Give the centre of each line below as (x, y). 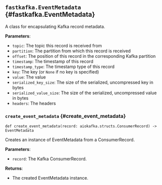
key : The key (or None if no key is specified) (55, 72)
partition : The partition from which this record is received (71, 51)
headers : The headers (34, 103)
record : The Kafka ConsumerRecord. (49, 159)
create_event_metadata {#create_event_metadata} (66, 116)
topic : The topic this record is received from (57, 45)
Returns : (14, 168)
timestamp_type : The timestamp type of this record (63, 67)
